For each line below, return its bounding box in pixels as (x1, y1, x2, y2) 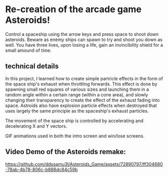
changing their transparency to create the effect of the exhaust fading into (5, 97, 160, 103)
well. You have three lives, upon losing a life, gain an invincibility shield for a (5, 42, 163, 48)
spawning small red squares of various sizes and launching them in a (5, 86, 149, 92)
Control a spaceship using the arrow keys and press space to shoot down (5, 31, 159, 37)
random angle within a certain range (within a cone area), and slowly (5, 91, 148, 97)
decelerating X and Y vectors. (5, 123, 67, 129)
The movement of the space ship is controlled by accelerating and (5, 118, 143, 124)
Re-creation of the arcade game (5, 4, 142, 15)
